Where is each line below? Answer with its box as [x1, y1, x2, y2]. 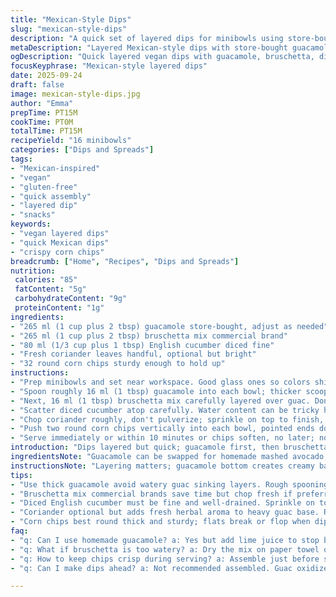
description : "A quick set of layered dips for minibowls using [10, 33, 284, 43]
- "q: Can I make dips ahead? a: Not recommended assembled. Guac [10, 563, 293, 573]
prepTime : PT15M [10, 107, 78, 118]
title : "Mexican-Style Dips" [10, 14, 132, 25]
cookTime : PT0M [10, 117, 74, 127]
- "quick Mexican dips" [10, 237, 110, 248]
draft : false [10, 80, 65, 90]
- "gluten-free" [10, 182, 78, 192]
